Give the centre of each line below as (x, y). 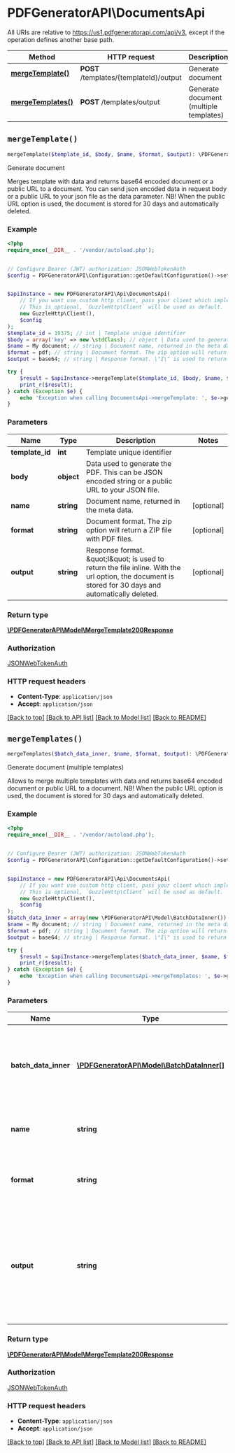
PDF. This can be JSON (124, 472)
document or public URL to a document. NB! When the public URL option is (115, 788)
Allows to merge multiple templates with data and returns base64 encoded (115, 781)
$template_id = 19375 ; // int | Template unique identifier (97, 333)
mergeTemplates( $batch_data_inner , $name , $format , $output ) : (100, 754)
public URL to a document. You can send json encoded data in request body (117, 189)
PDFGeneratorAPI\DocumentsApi (106, 13)
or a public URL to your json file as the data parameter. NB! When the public (116, 196)
